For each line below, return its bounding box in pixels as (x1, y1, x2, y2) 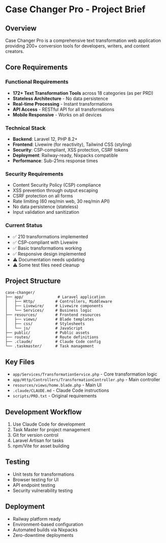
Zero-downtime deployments (12, 532, 74, 538)
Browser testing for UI (12, 476, 59, 483)
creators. (5, 48, 24, 54)
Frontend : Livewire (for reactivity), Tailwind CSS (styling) (12, 141, 132, 147)
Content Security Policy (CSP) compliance (12, 182, 102, 188)
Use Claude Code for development (12, 421, 85, 427)
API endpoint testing (12, 482, 56, 488)
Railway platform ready (12, 515, 61, 522)
